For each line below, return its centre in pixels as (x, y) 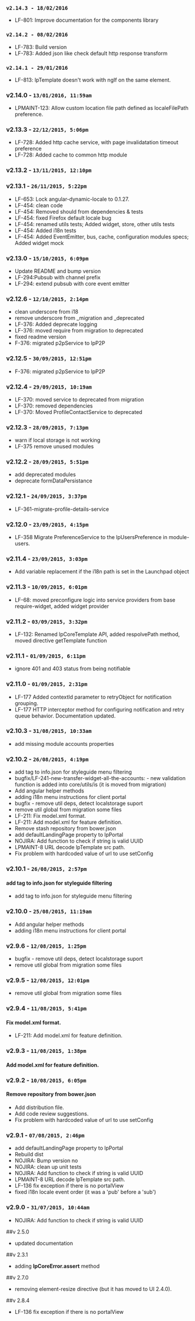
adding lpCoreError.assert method (57, 1266)
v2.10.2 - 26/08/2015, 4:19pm (47, 759)
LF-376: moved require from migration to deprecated (79, 331)
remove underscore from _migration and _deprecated (79, 318)
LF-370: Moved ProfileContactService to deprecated (78, 412)
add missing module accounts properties (64, 743)
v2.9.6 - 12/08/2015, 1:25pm (46, 945)
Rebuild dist (29, 1154)
